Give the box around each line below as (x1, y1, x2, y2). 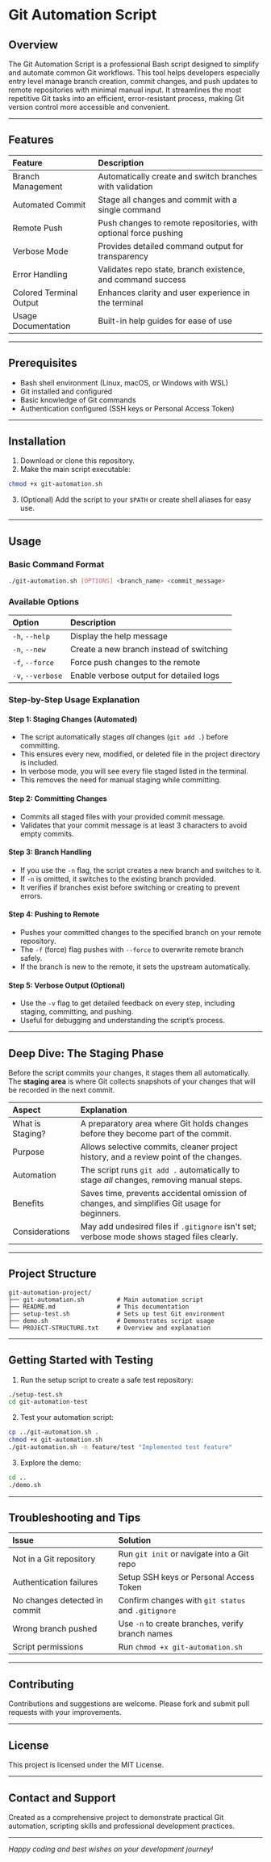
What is (12, 1118, 42, 1129)
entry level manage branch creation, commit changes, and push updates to (8, 77, 258, 86)
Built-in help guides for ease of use (98, 315, 232, 326)
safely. (19, 953, 43, 963)
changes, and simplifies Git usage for (80, 1198, 222, 1209)
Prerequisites (8, 356, 77, 370)
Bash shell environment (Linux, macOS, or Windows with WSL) (19, 377, 228, 387)
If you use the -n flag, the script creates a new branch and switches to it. (19, 865, 262, 874)
